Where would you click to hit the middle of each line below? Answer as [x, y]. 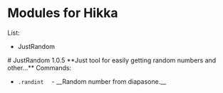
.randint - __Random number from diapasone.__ [92, 81]
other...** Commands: [40, 67]
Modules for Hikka [63, 13]
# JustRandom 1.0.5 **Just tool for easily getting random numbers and [112, 60]
